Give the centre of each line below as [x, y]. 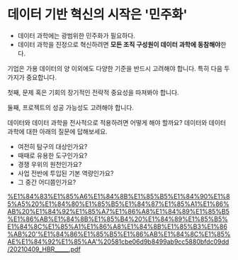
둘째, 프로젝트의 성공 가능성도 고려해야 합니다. [71, 107]
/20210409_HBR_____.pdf [44, 249]
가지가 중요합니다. [32, 77]
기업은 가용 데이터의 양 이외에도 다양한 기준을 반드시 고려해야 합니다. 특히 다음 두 [119, 68]
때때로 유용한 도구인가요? [52, 155]
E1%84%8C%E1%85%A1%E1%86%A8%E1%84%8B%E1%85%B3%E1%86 [118, 226]
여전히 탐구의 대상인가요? [52, 146]
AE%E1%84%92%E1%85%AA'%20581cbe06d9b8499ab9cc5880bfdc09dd [118, 242]
